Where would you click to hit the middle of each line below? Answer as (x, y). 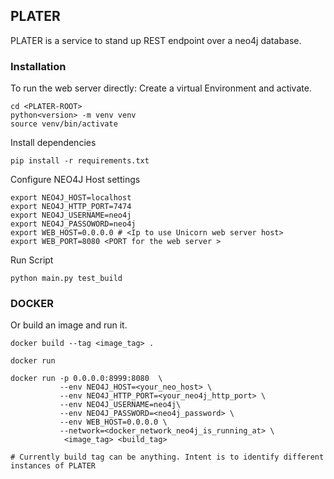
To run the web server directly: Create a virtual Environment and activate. (161, 88)
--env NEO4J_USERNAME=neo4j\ (120, 405)
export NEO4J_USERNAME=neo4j (71, 215)
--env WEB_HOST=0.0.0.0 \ (113, 422)
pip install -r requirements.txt (80, 161)
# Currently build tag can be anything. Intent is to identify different (167, 457)
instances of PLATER (53, 466)
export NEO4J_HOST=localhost (71, 198)
